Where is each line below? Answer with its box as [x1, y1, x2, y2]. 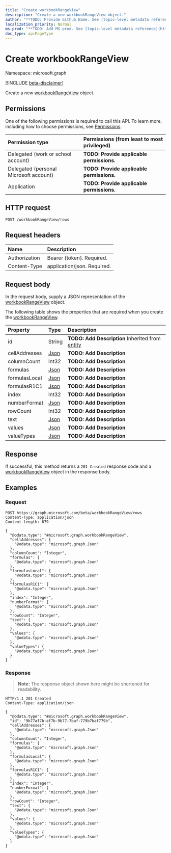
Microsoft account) [8, 171, 54, 178]
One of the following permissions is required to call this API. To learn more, [5, 118, 162, 124]
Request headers [5, 230, 61, 239]
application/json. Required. [47, 263, 111, 270]
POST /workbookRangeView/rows [5, 217, 70, 222]
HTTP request [5, 203, 51, 212]
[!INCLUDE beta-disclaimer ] [5, 79, 64, 86]
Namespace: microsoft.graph [5, 70, 67, 76]
